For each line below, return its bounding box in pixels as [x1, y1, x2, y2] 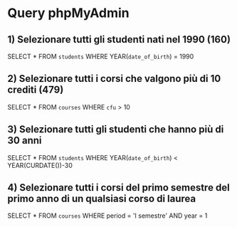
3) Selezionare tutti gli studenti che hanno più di [7, 123, 224, 136]
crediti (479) [7, 84, 64, 96]
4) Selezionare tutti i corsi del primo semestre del [7, 181, 230, 194]
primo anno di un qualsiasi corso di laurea [7, 193, 196, 205]
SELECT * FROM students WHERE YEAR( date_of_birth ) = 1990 [7, 52, 194, 60]
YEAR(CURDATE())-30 [7, 161, 73, 169]
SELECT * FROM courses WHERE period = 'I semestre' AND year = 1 [7, 211, 208, 220]
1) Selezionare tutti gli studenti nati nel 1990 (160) [7, 33, 231, 46]
